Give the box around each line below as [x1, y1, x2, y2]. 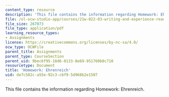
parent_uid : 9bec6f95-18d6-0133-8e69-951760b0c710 [5, 58, 114, 63]
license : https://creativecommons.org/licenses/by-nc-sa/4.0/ [5, 40, 138, 45]
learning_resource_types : [5, 30, 59, 35]
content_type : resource [5, 7, 55, 12]
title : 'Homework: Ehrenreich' [5, 68, 71, 73]
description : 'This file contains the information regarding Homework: [5, 12, 158, 17]
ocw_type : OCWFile [5, 44, 44, 49]
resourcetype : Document [5, 63, 55, 68]
